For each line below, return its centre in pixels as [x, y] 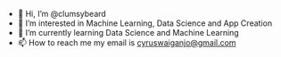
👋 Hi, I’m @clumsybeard [62, 14]
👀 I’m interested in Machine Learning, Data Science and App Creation [145, 23]
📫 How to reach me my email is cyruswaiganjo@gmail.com [127, 43]
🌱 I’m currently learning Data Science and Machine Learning [128, 33]
